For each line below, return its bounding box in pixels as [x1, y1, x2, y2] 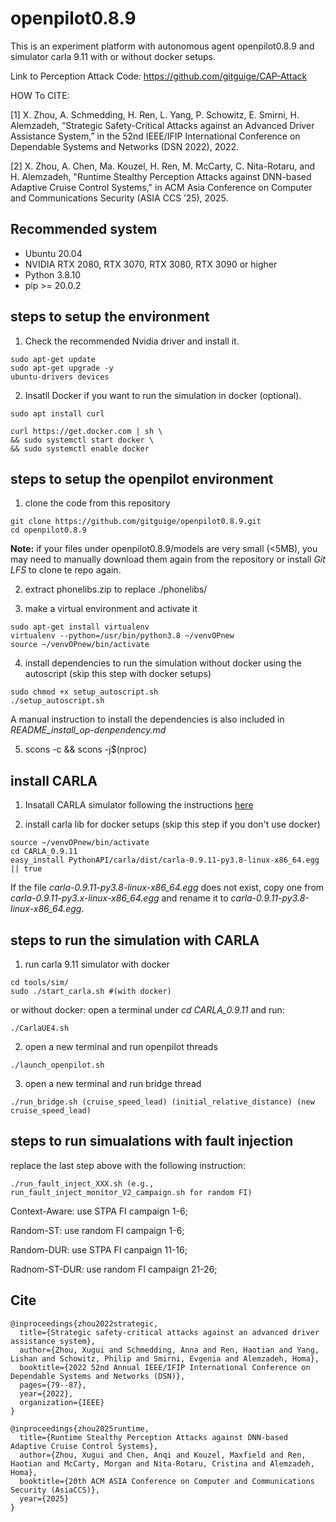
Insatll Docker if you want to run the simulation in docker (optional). [24, 389, 302, 401]
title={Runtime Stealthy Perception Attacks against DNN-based [19, 1432, 288, 1442]
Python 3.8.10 [24, 268, 82, 281]
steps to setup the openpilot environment [10, 470, 274, 487]
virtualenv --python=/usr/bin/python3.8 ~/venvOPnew [10, 631, 235, 641]
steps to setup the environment [10, 308, 210, 326]
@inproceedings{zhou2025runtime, [10, 1423, 150, 1434]
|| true [10, 864, 43, 874]
